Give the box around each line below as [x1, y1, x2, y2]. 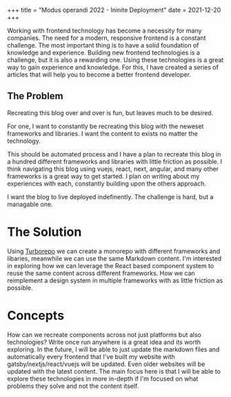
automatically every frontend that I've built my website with [7, 352, 176, 360]
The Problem [7, 90, 63, 102]
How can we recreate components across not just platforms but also [7, 330, 201, 338]
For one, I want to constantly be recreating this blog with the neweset [7, 122, 204, 130]
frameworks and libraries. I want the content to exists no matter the [7, 129, 198, 137]
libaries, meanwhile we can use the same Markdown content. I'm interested [7, 254, 222, 263]
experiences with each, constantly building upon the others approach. [7, 179, 207, 187]
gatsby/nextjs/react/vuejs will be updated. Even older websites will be [7, 360, 205, 368]
